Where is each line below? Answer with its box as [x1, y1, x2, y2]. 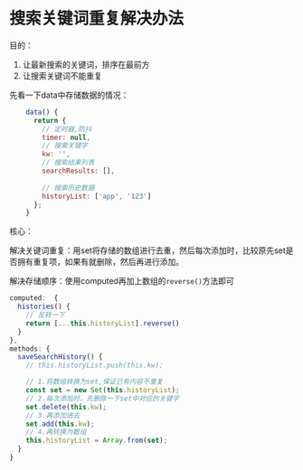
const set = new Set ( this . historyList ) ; [25, 386, 180, 395]
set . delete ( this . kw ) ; [25, 402, 107, 411]
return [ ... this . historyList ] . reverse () [25, 318, 180, 328]
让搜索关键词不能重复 [22, 70, 102, 81]
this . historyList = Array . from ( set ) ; [25, 436, 168, 446]
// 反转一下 [25, 311, 65, 320]
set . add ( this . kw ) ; [25, 419, 95, 428]
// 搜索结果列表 [42, 158, 95, 167]
